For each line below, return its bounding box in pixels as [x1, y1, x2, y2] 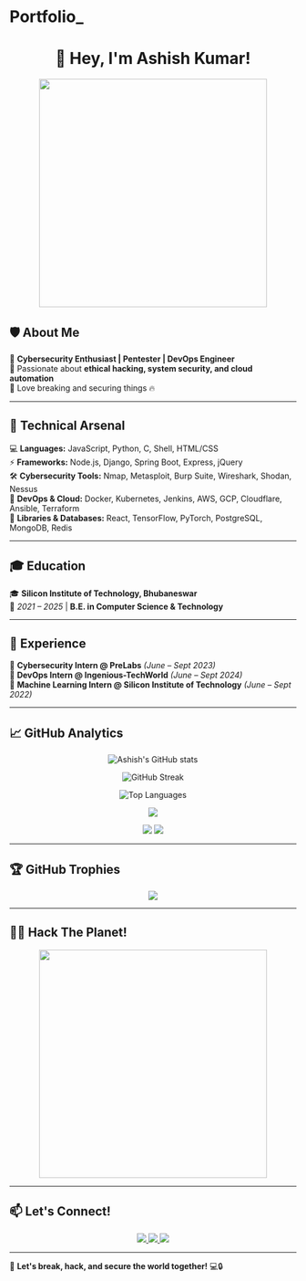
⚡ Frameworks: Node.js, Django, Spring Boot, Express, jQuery [9, 457, 243, 467]
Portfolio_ [9, 6, 84, 27]
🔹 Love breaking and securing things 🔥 [9, 382, 156, 394]
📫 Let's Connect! [9, 1203, 111, 1220]
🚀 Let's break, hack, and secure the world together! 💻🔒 [9, 1260, 223, 1271]
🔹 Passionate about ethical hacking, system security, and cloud [9, 362, 253, 373]
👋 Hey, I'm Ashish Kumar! [55, 48, 251, 69]
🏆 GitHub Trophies [9, 861, 121, 877]
